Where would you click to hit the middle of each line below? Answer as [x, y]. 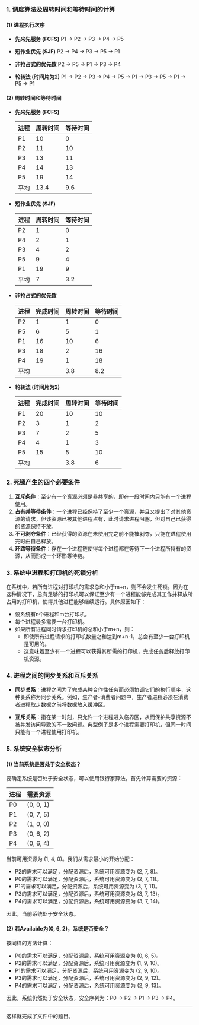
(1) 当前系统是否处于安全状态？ [44, 764]
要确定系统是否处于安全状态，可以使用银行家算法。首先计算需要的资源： [94, 779]
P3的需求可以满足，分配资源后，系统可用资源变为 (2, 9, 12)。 [89, 977]
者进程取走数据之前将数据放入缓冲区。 [61, 704]
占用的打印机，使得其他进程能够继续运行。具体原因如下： [76, 602]
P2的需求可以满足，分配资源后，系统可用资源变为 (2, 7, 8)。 [88, 872]
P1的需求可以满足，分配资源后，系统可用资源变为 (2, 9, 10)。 [89, 970]
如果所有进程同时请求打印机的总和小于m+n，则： [75, 629]
